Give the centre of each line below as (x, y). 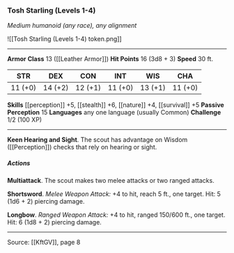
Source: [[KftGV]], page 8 (44, 243)
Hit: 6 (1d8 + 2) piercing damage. (55, 222)
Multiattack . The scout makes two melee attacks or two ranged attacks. (111, 181)
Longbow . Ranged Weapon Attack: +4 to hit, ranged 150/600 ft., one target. (116, 215)
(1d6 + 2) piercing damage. (46, 202)
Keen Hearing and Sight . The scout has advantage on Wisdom (97, 140)
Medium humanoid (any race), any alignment (72, 26)
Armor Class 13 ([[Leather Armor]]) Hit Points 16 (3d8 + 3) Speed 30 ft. (110, 59)
